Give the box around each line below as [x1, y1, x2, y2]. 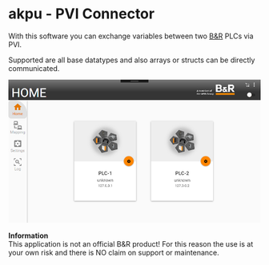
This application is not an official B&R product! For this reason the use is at [8, 239, 254, 249]
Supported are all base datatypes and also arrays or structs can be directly [8, 55, 255, 65]
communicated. [8, 63, 60, 73]
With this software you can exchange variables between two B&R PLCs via [8, 31, 254, 41]
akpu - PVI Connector [8, 5, 155, 23]
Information [8, 231, 49, 240]
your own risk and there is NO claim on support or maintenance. [8, 248, 220, 258]
